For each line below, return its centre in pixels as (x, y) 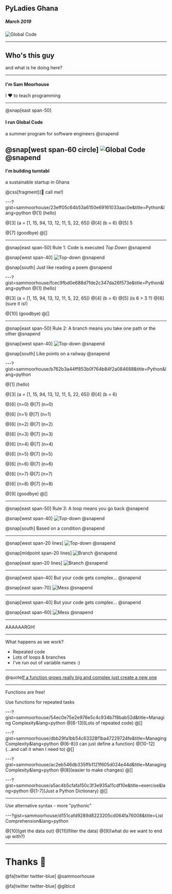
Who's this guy (30, 55)
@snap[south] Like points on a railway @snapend (58, 354)
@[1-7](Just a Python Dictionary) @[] (69, 791)
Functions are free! (25, 692)
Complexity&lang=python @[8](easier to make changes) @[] (69, 770)
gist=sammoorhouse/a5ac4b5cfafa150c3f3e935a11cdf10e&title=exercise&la (85, 786)
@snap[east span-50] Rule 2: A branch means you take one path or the (81, 328)
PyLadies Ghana (32, 8)
